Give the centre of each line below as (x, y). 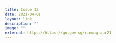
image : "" (15, 28)
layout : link (19, 19)
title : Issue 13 (22, 10)
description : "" (22, 23)
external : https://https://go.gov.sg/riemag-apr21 (58, 33)
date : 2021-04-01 (23, 14)
